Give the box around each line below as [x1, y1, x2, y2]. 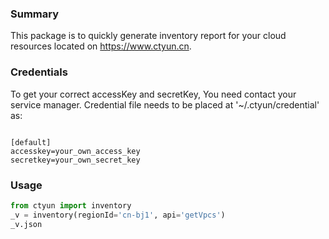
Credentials [10, 65, 68, 79]
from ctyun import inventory [10, 200, 132, 211]
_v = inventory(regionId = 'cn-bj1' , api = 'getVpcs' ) [10, 210, 226, 220]
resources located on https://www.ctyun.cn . [10, 40, 192, 52]
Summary [10, 7, 60, 21]
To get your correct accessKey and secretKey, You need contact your [10, 88, 297, 100]
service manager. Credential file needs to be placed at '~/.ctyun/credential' [10, 98, 320, 111]
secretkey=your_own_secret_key [10, 155, 141, 165]
